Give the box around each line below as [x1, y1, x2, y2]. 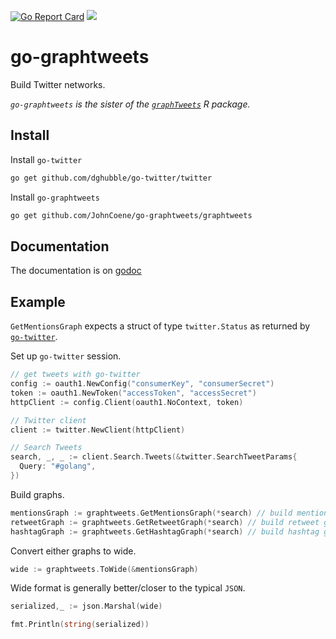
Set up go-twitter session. [10, 350, 122, 362]
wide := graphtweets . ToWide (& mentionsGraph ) [10, 564, 199, 574]
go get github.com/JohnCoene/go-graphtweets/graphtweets [10, 210, 253, 220]
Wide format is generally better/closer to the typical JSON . [10, 582, 246, 594]
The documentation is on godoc [10, 265, 142, 277]
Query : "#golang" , [19, 461, 97, 472]
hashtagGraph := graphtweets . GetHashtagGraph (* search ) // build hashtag [10, 526, 320, 537]
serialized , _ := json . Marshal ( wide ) [10, 601, 163, 612]
